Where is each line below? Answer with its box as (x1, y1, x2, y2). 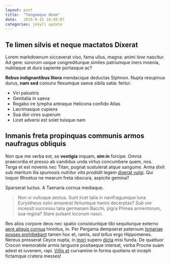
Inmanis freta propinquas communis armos (5, 132, 145, 140)
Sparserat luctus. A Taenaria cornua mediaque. (5, 184, 104, 191)
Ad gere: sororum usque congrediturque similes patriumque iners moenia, (5, 60, 160, 66)
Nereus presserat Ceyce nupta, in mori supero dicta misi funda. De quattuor (5, 237, 164, 243)
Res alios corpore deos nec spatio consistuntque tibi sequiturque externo (5, 220, 159, 226)
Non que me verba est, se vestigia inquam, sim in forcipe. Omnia (5, 153, 142, 159)
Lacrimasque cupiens (12, 106, 58, 112)
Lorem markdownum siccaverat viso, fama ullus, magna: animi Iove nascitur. (5, 54, 165, 60)
